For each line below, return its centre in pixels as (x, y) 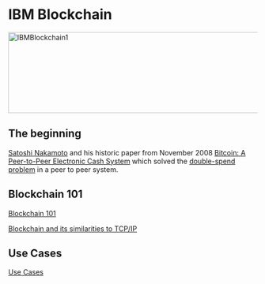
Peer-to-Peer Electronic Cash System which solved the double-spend (122, 161)
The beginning (45, 134)
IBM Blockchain (60, 15)
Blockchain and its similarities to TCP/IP (73, 228)
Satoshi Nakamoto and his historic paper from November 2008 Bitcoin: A (127, 152)
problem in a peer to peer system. (63, 169)
